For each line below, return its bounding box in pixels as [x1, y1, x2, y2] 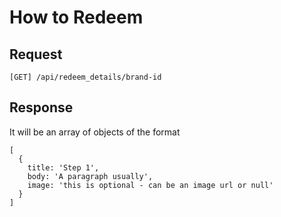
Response [9, 99, 74, 116]
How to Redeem [9, 6, 144, 29]
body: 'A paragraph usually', [27, 171, 154, 181]
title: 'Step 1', [27, 162, 100, 173]
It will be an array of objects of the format [9, 126, 181, 138]
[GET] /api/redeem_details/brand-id [9, 72, 162, 82]
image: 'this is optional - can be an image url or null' [27, 180, 274, 190]
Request [9, 46, 63, 63]
